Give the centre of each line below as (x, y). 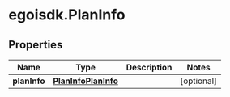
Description (149, 67)
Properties (36, 45)
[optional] (198, 81)
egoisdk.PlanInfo (67, 15)
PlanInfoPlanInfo (85, 81)
